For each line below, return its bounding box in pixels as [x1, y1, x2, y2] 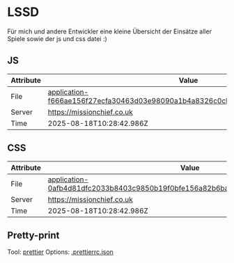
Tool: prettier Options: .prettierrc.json [7, 248, 114, 256]
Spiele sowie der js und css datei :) [7, 34, 108, 42]
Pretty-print [7, 229, 60, 241]
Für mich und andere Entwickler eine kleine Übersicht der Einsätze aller [7, 27, 212, 35]
